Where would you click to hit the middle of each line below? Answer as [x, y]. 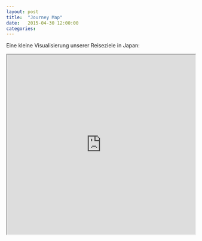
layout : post [22, 12]
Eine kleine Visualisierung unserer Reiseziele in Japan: [73, 46]
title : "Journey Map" [34, 17]
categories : [21, 28]
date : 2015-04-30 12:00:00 [42, 23]
